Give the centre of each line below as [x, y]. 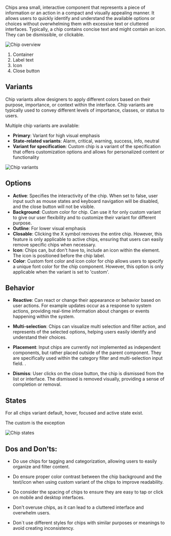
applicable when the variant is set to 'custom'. [61, 272]
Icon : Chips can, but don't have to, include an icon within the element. [86, 250]
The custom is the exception [35, 423]
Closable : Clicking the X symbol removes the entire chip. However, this [87, 234]
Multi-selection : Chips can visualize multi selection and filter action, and [89, 326]
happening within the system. [44, 317]
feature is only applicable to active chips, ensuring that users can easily [88, 239]
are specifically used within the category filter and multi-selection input [88, 358]
